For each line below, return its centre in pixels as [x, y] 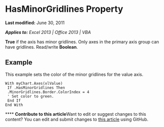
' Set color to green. [31, 96]
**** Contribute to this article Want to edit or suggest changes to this [76, 114]
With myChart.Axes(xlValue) [34, 83]
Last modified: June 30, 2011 [35, 23]
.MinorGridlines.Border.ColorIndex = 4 [48, 92]
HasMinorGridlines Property [64, 9]
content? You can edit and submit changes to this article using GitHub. [77, 119]
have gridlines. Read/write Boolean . [41, 47]
